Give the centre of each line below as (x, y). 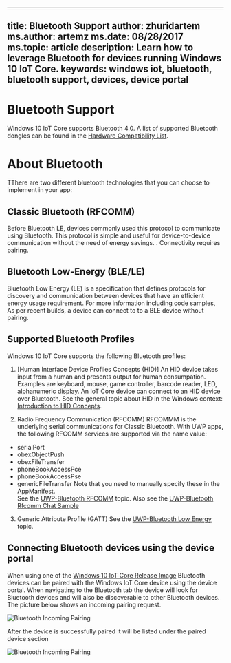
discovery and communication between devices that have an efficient (106, 295)
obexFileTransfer (41, 461)
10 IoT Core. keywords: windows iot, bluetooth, (110, 69)
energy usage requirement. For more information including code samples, (111, 303)
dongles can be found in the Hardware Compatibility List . (88, 136)
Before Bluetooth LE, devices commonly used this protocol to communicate (114, 229)
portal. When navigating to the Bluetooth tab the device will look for (102, 590)
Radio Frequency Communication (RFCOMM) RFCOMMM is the (107, 419)
